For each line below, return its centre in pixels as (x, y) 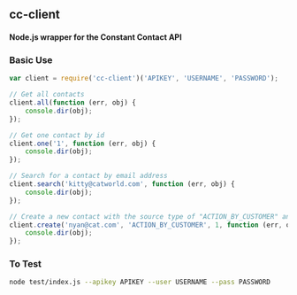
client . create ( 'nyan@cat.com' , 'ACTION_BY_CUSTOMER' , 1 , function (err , (146, 225)
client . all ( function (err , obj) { (73, 103)
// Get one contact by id (57, 135)
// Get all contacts (47, 95)
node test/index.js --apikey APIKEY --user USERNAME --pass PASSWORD (140, 283)
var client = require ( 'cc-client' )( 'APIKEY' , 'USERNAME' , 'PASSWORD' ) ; (144, 79)
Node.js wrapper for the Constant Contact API (96, 37)
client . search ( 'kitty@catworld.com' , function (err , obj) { (122, 184)
